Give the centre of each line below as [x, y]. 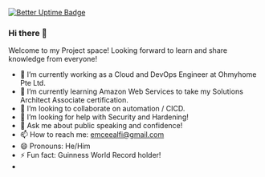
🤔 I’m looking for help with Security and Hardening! [104, 117]
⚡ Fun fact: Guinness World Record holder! [90, 155]
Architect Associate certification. [74, 100]
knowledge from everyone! [53, 59]
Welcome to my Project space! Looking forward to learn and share [118, 50]
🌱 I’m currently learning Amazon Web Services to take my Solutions [131, 91]
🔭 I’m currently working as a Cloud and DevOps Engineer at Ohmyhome [138, 74]
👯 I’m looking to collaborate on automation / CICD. [102, 109]
